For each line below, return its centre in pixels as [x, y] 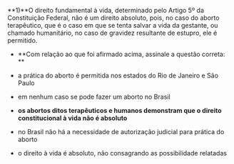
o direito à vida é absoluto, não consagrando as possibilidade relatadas [122, 153]
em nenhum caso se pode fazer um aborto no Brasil [94, 97]
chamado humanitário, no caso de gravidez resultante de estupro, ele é [112, 33]
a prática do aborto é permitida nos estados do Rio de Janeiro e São [118, 75]
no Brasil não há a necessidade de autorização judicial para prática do [121, 132]
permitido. [22, 40]
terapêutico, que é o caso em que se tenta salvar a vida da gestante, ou [113, 25]
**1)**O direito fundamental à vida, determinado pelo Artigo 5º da [106, 10]
